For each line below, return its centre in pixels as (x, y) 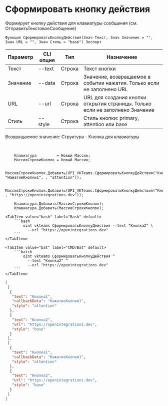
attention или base (105, 124)
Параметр (20, 57)
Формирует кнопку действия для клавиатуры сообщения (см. (71, 23)
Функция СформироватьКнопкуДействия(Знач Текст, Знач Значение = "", (79, 38)
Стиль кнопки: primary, (111, 118)
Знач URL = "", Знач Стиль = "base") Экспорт (53, 42)
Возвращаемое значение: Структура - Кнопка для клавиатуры (72, 137)
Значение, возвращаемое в (117, 77)
